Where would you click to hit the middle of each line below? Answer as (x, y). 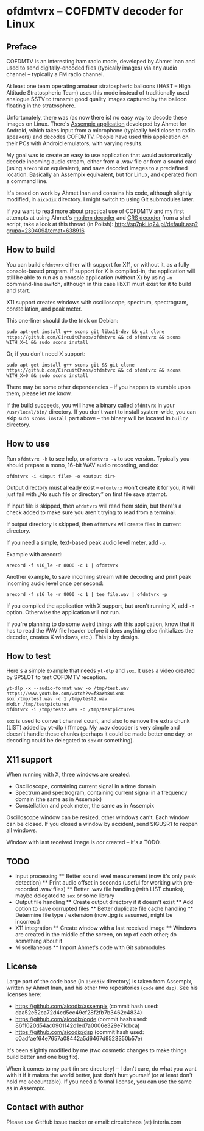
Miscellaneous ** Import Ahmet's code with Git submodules (90, 947)
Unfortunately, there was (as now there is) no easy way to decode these (97, 117)
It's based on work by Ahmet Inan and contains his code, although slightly (99, 193)
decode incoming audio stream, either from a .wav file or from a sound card (101, 162)
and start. (18, 290)
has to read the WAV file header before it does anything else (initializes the (100, 630)
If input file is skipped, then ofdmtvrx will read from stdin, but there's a (94, 506)
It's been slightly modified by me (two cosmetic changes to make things (97, 1050)
